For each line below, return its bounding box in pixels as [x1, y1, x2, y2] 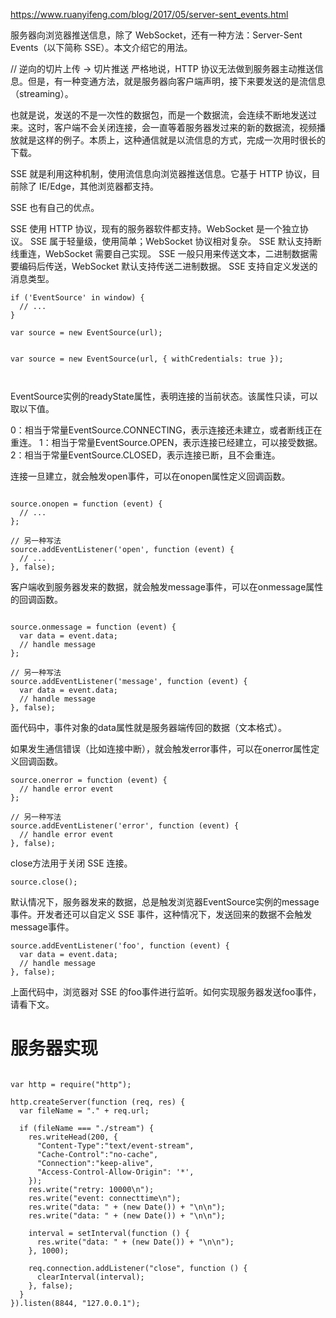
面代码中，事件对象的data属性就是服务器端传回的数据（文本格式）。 [10, 722, 287, 733]
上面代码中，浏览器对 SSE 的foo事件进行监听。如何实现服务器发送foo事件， [10, 986, 322, 998]
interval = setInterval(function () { [28, 1228, 190, 1238]
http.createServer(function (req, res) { [10, 1097, 186, 1107]
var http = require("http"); [10, 1079, 132, 1089]
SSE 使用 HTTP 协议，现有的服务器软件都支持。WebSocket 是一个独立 [10, 223, 300, 234]
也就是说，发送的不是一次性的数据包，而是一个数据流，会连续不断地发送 [10, 109, 308, 121]
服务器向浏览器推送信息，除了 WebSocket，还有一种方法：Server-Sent [10, 29, 303, 41]
